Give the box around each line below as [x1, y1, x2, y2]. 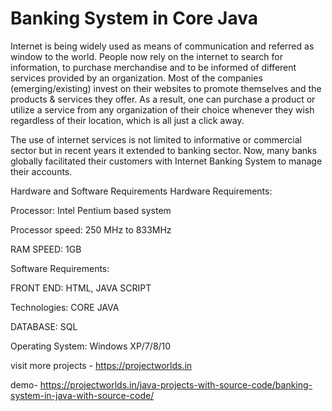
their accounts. [10, 165, 73, 177]
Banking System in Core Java [10, 7, 258, 30]
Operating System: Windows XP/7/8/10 [10, 340, 172, 352]
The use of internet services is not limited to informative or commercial [10, 133, 302, 146]
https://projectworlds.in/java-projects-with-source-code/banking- [39, 378, 313, 391]
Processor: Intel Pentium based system [10, 204, 172, 216]
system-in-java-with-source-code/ [10, 389, 155, 401]
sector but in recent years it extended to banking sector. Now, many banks [10, 144, 318, 156]
